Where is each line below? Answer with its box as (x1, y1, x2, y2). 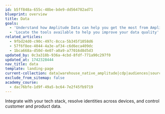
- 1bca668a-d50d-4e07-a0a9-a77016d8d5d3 (9, 48, 93, 53)
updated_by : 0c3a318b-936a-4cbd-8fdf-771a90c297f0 (5, 52, 111, 58)
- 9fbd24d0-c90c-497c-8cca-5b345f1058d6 (9, 39, 93, 44)
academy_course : (5, 80, 38, 85)
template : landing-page (5, 67, 54, 71)
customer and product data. (5, 103, 62, 109)
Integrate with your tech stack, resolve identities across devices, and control (5, 98, 160, 104)
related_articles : (5, 35, 43, 40)
